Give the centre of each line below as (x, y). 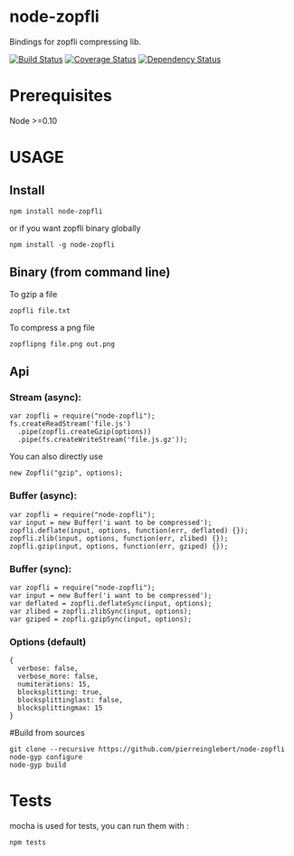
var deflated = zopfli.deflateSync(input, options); (111, 603)
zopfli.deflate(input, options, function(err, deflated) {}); (129, 531)
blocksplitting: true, (60, 692)
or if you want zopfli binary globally (75, 228)
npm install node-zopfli (56, 211)
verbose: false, (48, 669)
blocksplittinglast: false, (71, 701)
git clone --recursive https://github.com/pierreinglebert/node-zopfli (147, 749)
